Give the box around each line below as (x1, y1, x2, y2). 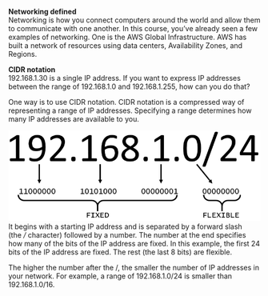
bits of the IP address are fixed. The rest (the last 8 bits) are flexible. (8, 247, 233, 257)
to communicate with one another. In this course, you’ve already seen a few (8, 24, 258, 33)
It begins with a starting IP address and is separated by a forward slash (8, 222, 242, 231)
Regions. (8, 50, 38, 58)
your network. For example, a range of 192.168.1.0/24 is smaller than (8, 271, 233, 281)
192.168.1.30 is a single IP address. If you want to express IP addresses (8, 74, 242, 82)
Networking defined (8, 7, 77, 16)
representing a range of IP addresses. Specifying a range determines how (8, 106, 252, 115)
